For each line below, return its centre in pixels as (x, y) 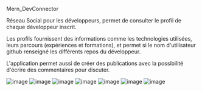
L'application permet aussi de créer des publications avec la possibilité (95, 63)
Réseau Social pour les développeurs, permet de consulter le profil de (94, 20)
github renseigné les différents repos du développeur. (74, 52)
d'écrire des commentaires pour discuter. (58, 70)
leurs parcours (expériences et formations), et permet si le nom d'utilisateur (101, 45)
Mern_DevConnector (33, 9)
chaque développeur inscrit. (42, 27)
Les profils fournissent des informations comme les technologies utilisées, (99, 39)
